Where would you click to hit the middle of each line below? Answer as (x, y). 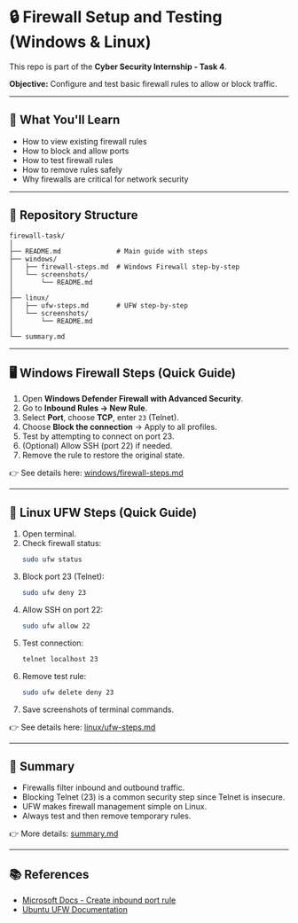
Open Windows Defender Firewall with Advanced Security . (133, 399)
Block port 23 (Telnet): (63, 576)
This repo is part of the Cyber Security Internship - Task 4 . (118, 66)
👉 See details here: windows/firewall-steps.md (96, 473)
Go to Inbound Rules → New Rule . (85, 408)
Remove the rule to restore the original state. (103, 455)
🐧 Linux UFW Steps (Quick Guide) (103, 512)
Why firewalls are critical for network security (105, 179)
